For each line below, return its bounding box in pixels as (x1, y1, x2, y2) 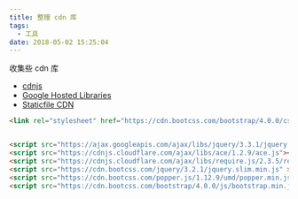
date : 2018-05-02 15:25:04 (9, 37, 109, 47)
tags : (9, 21, 29, 30)
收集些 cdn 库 (9, 63, 59, 73)
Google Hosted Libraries (21, 90, 112, 101)
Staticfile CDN (21, 99, 74, 111)
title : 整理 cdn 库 (9, 12, 77, 22)
